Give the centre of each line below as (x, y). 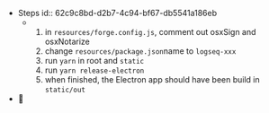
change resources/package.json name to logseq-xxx (140, 51)
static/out (65, 90)
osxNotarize (67, 41)
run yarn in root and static (94, 61)
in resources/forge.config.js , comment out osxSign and (150, 32)
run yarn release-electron (94, 70)
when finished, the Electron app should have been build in (152, 79)
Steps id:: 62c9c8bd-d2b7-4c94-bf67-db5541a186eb (117, 13)
